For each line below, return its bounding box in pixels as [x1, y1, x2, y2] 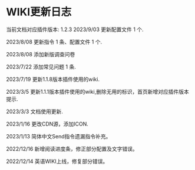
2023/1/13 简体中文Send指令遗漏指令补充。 [6, 132, 111, 140]
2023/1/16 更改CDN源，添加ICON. [6, 120, 88, 127]
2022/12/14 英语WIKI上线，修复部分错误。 [6, 158, 108, 165]
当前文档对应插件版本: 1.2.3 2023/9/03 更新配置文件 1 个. [6, 26, 144, 33]
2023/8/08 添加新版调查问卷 [6, 50, 75, 57]
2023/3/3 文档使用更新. [6, 108, 63, 115]
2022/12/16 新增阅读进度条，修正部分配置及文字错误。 [6, 145, 138, 152]
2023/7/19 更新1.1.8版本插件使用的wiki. [6, 76, 100, 83]
